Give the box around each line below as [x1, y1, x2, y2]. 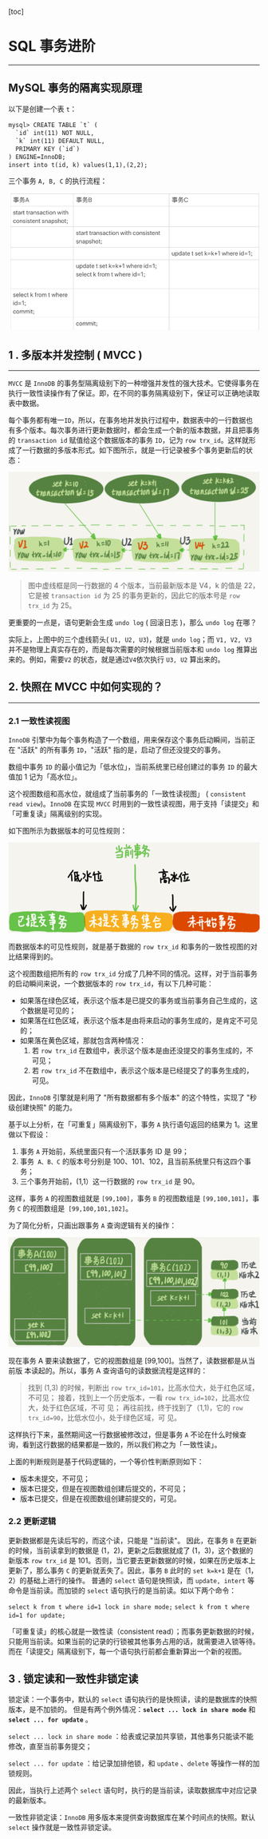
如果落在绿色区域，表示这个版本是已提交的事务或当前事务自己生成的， [19, 996, 251, 1005]
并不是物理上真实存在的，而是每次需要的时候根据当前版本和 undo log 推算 [8, 644, 251, 654]
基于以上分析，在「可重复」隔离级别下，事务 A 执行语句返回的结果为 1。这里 [8, 1120, 258, 1129]
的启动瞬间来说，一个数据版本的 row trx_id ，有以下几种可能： [8, 979, 214, 989]
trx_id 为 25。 [27, 600, 77, 610]
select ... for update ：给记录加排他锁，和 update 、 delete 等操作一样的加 [8, 1758, 260, 1769]
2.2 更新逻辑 [8, 1516, 57, 1527]
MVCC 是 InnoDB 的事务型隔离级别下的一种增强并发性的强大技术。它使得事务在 [8, 379, 260, 388]
